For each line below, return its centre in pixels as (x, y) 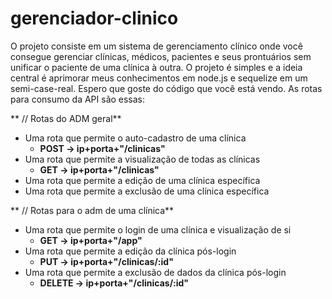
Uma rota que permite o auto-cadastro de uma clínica (135, 138)
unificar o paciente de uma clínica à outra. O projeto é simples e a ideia (156, 67)
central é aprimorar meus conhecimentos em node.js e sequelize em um (159, 78)
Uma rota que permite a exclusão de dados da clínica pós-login (155, 272)
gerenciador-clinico (94, 18)
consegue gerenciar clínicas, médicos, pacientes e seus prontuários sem (161, 56)
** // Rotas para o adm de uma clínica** (92, 210)
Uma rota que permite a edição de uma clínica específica (142, 180)
